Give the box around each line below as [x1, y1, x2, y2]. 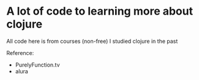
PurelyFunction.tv [15, 61, 60, 68]
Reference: [6, 49, 34, 56]
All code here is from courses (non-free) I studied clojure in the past [6, 37, 178, 45]
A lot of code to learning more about [6, 4, 193, 18]
